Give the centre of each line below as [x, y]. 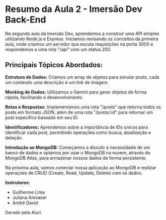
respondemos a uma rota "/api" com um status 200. [58, 49]
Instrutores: [18, 182]
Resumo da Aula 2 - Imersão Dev [74, 9]
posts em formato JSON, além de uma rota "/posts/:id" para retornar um [79, 112]
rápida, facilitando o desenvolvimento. [44, 97]
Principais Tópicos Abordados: [54, 65]
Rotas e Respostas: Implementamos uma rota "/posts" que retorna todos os [83, 107]
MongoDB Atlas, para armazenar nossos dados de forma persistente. [76, 158]
